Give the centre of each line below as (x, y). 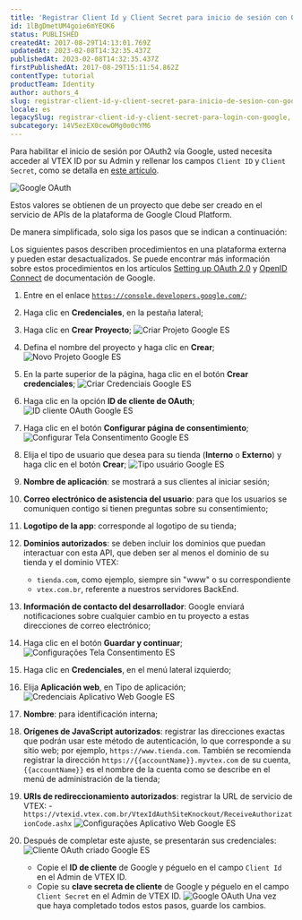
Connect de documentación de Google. (83, 278)
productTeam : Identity (52, 84)
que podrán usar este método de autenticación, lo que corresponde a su (157, 741)
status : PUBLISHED (44, 34)
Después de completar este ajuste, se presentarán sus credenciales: (150, 840)
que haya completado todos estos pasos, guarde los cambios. (151, 905)
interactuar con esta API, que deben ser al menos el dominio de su (146, 553)
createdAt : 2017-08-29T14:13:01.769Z (81, 43)
